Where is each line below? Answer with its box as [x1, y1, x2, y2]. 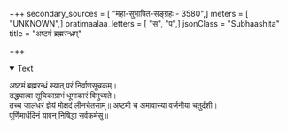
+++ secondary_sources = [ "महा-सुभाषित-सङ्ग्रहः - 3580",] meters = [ [9, 9, 249, 19]
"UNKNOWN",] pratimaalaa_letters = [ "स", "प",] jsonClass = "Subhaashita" [9, 19, 281, 28]
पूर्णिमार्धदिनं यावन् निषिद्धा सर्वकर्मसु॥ [9, 111, 109, 120]
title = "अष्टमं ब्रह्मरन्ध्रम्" [9, 28, 82, 39]
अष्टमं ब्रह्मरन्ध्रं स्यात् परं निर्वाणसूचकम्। [9, 80, 118, 90]
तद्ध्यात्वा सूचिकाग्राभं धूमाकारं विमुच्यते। [9, 90, 117, 101]
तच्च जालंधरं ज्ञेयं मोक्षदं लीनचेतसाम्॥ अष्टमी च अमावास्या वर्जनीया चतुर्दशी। [9, 100, 218, 111]
